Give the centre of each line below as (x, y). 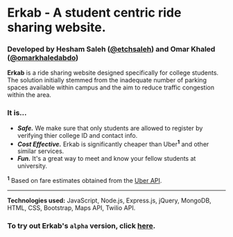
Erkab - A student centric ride (94, 13)
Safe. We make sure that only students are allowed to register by (110, 128)
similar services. (41, 151)
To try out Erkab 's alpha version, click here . (81, 226)
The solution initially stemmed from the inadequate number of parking (107, 80)
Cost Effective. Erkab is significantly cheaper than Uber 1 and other (113, 143)
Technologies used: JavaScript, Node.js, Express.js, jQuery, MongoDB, (109, 201)
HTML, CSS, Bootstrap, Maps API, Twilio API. (71, 208)
